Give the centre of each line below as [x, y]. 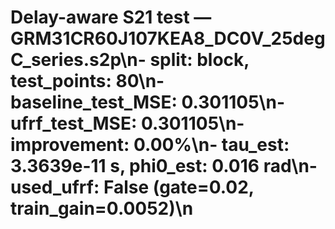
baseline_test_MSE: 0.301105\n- [148, 102]
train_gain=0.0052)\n [102, 208]
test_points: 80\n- [87, 81]
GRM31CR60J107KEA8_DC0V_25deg [168, 38]
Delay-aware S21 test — [111, 17]
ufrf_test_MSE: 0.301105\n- [127, 123]
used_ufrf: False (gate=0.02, [132, 187]
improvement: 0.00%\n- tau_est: [150, 145]
